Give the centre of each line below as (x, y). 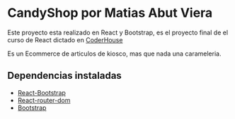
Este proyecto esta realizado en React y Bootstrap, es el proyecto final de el (118, 32)
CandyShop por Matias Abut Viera (110, 13)
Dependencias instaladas (64, 76)
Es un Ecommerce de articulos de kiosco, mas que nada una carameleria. (114, 54)
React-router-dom (44, 100)
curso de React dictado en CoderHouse (65, 39)
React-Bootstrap (41, 92)
